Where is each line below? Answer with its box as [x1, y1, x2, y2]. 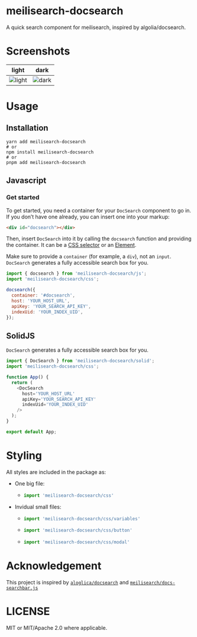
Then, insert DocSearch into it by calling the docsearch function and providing [6, 235, 192, 242]
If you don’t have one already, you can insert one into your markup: [6, 213, 170, 220]
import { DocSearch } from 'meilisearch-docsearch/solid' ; [6, 358, 155, 364]
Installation [6, 123, 49, 133]
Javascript [6, 176, 47, 186]
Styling [6, 449, 43, 462]
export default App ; [6, 429, 57, 435]
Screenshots [6, 44, 70, 58]
